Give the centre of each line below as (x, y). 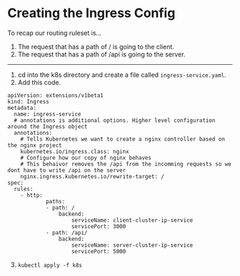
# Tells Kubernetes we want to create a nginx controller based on (122, 139)
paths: (55, 201)
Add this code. (39, 82)
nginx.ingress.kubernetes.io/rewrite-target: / (92, 176)
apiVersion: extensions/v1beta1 (55, 95)
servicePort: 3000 (99, 226)
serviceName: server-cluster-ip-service (132, 245)
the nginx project (35, 145)
